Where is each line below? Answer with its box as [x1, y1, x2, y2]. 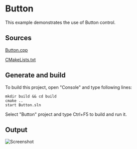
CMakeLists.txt [5, 57, 36, 63]
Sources [5, 34, 32, 42]
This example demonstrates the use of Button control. [5, 19, 116, 25]
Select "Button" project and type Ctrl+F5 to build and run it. [5, 111, 127, 117]
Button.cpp [5, 47, 28, 53]
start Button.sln [5, 102, 41, 107]
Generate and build [5, 71, 66, 79]
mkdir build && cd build [5, 94, 57, 99]
